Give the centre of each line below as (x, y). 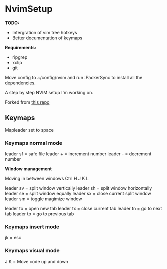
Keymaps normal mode (34, 143)
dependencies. (20, 83)
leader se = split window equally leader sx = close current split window (78, 194)
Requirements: (21, 47)
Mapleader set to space (29, 130)
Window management (29, 169)
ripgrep (20, 57)
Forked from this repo (27, 102)
